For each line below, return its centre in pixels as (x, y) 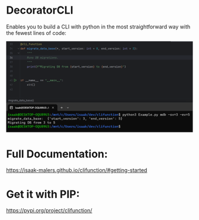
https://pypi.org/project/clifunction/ (49, 211)
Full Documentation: (57, 154)
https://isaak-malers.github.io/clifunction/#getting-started (77, 170)
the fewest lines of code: (36, 33)
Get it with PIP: (43, 194)
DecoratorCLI (40, 10)
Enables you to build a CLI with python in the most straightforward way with (98, 27)
